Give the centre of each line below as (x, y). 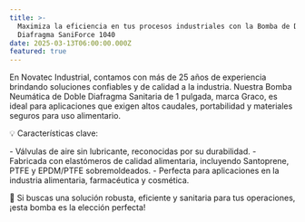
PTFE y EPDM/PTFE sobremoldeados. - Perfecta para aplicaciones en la (144, 171)
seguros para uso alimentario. (65, 116)
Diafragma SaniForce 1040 (67, 34)
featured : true (38, 52)
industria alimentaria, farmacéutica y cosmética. (99, 180)
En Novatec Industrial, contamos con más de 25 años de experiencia (138, 77)
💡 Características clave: (54, 133)
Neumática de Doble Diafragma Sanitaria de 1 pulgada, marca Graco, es (144, 97)
